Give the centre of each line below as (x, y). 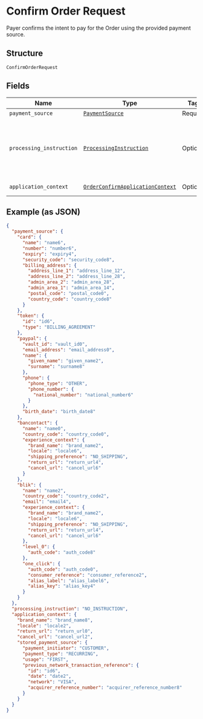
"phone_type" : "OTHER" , (58, 383)
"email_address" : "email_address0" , (68, 350)
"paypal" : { (32, 338)
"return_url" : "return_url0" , (55, 631)
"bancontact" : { (38, 423)
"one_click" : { (41, 564)
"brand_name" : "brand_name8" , (55, 620)
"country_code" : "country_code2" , (66, 496)
